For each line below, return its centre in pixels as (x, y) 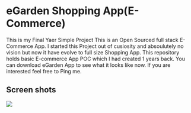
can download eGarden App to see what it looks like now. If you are (88, 65)
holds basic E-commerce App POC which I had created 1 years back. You (96, 59)
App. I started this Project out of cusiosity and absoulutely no (109, 46)
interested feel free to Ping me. (44, 71)
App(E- (121, 11)
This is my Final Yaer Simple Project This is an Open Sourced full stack (93, 40)
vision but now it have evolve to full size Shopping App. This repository (93, 52)
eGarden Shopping (53, 11)
